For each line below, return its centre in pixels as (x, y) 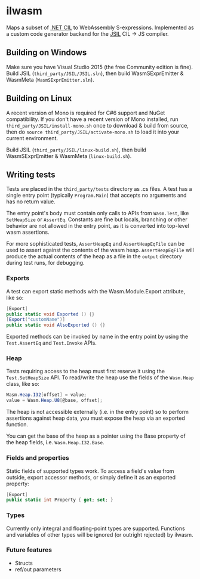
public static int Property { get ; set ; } (60, 500)
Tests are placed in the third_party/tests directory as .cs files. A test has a (99, 189)
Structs (24, 563)
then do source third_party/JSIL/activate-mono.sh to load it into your (93, 132)
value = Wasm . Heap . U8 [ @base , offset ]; (54, 401)
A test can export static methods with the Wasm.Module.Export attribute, (96, 291)
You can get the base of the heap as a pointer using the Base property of (96, 436)
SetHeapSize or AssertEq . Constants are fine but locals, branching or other (97, 219)
